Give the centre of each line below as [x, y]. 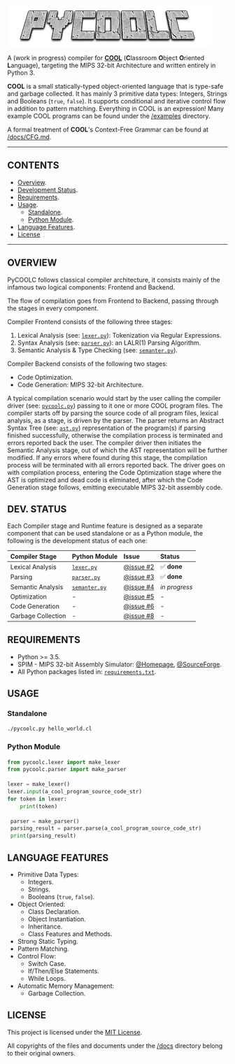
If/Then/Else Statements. [63, 971]
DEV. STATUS [37, 509]
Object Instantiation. [57, 919]
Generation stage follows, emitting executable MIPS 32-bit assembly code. [115, 487]
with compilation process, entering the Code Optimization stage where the [114, 472]
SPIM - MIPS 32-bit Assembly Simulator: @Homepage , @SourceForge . [120, 664]
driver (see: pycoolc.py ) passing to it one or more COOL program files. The [115, 405]
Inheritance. [45, 927]
